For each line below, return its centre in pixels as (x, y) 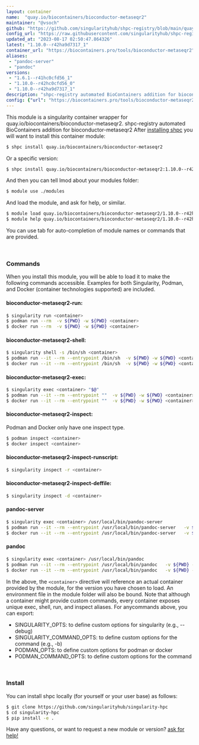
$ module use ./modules (36, 191)
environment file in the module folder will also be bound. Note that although (98, 594)
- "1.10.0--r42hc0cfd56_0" (42, 84)
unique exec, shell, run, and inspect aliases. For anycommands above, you (97, 606)
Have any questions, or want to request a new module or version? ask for (95, 730)
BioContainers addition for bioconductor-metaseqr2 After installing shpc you (99, 130)
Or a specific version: (32, 158)
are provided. (23, 237)
